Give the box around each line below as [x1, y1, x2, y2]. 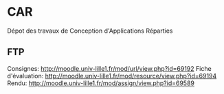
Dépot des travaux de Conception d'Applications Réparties [7, 27, 173, 35]
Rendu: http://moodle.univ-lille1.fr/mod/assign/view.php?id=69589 [7, 79, 194, 87]
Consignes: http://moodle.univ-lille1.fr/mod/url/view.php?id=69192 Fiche [7, 64, 212, 72]
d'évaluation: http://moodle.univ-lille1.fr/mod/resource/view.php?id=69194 [7, 72, 217, 80]
